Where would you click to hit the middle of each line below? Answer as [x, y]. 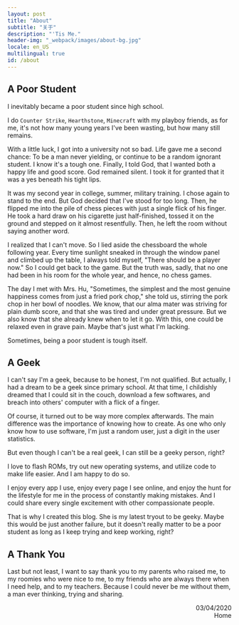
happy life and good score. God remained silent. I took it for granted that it [116, 172]
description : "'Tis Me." [44, 34]
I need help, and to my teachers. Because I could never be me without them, [119, 587]
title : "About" [30, 21]
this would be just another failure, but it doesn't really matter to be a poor [115, 525]
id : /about [23, 61]
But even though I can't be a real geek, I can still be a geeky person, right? [116, 453]
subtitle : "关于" [32, 27]
